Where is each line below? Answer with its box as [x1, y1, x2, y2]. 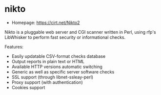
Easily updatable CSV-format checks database [11, 53, 106, 59]
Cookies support [11, 84, 45, 90]
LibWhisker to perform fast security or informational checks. [4, 34, 126, 40]
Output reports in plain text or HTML [11, 58, 85, 64]
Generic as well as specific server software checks [11, 69, 115, 74]
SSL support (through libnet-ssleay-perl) [11, 74, 94, 80]
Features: [4, 44, 24, 49]
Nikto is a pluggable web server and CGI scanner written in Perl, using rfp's [4, 29, 157, 35]
